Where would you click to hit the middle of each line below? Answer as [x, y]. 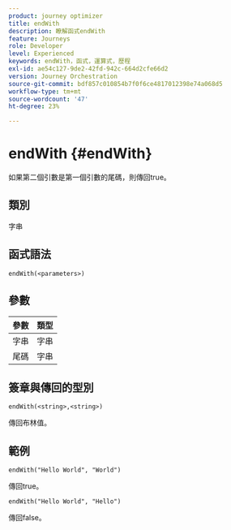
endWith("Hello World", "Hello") [65, 502]
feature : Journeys [39, 39]
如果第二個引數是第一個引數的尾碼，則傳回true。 [90, 177]
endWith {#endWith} [80, 154]
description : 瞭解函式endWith [57, 31]
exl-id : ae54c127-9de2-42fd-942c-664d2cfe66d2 [88, 69]
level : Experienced [41, 54]
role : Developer [36, 46]
